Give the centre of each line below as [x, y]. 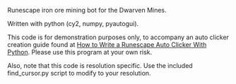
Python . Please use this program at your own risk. [80, 52]
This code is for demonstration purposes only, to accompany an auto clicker [118, 37]
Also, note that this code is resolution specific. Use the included [100, 65]
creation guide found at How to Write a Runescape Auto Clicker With [107, 44]
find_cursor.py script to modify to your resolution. [79, 73]
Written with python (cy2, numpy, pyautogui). [73, 23]
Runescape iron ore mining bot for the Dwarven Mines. [87, 10]
